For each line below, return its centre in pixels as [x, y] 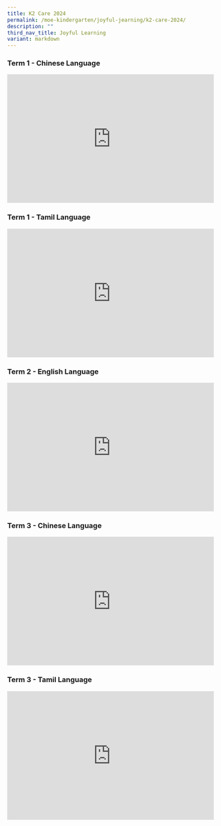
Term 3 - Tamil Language [50, 680]
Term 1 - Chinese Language [54, 63]
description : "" [30, 26]
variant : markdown [33, 39]
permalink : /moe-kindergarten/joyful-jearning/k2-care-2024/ [97, 20]
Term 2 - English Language [53, 371]
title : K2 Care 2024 [37, 13]
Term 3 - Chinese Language [54, 525]
